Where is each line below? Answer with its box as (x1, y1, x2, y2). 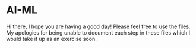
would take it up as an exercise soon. (6, 35, 97, 42)
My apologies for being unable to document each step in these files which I (6, 29, 191, 36)
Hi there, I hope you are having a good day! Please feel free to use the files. (6, 23, 191, 30)
